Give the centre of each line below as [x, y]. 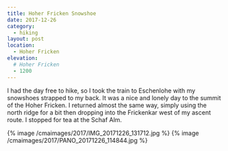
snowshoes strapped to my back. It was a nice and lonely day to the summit [114, 97]
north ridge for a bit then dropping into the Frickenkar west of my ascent [109, 112]
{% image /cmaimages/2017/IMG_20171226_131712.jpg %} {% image [103, 133]
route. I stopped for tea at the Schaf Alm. [64, 119]
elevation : [23, 58]
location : [21, 45]
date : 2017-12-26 [32, 20]
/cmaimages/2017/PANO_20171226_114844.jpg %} [78, 140]
